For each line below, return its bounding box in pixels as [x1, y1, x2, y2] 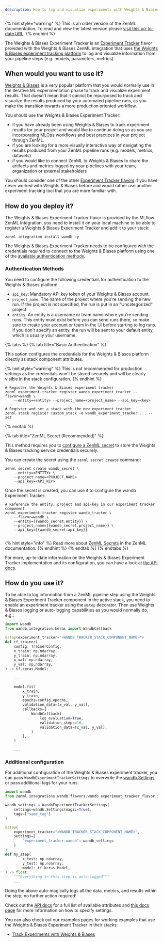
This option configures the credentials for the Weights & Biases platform [5, 351, 149, 357]
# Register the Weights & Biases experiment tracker [5, 385, 114, 390]
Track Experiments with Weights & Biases [12, 931, 96, 937]
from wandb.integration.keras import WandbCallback [5, 626, 112, 631]
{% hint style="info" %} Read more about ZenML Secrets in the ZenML [5, 540, 147, 546]
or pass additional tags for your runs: [5, 780, 79, 786]
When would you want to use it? [5, 70, 104, 78]
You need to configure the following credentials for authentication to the [5, 276, 149, 282]
